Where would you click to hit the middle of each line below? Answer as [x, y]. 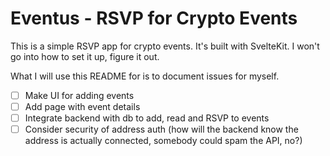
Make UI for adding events [79, 95]
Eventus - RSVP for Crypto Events [154, 18]
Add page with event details [82, 106]
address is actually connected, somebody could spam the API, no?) [163, 141]
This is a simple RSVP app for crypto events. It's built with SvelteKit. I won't [165, 46]
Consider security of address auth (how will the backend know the [161, 129]
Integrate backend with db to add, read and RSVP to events [147, 118]
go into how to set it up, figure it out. [85, 56]
